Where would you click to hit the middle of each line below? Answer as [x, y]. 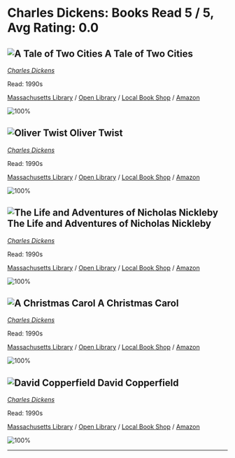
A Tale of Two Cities [149, 54]
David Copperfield [138, 383]
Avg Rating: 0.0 [53, 28]
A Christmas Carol [138, 304]
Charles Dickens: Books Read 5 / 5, [111, 13]
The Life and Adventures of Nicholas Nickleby [109, 224]
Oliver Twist [96, 133]
